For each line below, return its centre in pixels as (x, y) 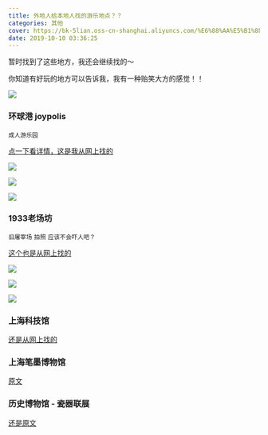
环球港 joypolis (37, 117)
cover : (19, 30)
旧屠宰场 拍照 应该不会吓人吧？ (52, 237)
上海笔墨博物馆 (37, 362)
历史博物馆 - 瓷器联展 (49, 404)
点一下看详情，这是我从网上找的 (61, 151)
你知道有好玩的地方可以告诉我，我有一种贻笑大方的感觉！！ (106, 79)
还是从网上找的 (33, 340)
